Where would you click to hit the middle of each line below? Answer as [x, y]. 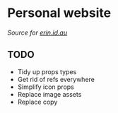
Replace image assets [49, 94]
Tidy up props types [47, 71]
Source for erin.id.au [37, 32]
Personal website [59, 13]
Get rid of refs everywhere [56, 79]
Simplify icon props [46, 87]
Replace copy [37, 102]
